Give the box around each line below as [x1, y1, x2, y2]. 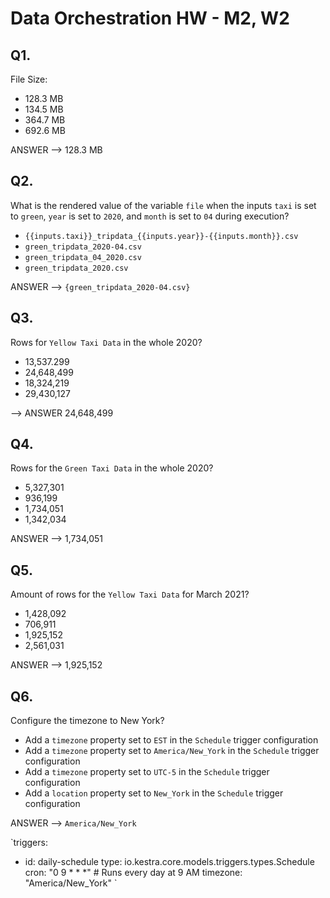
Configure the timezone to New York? [10, 715, 165, 727]
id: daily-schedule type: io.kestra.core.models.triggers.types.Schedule [24, 856, 315, 868]
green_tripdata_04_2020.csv [24, 252, 142, 262]
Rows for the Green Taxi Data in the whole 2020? [10, 462, 214, 474]
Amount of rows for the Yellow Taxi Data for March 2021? [10, 588, 250, 601]
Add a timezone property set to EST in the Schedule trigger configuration [24, 734, 319, 746]
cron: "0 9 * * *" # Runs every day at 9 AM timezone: [24, 867, 243, 879]
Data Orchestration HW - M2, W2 [10, 7, 290, 30]
